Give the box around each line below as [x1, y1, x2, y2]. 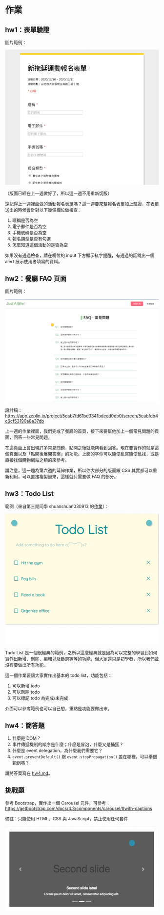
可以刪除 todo [12, 689, 40, 695]
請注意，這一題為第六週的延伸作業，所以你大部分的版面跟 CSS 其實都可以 [5, 467, 153, 474]
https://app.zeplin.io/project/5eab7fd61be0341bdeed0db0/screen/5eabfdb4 [5, 413, 159, 419]
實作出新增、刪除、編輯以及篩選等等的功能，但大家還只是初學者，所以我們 [5, 656, 155, 662]
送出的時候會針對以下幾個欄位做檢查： [5, 207, 82, 213]
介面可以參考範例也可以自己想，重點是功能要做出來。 [5, 705, 112, 712]
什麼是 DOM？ [12, 735, 41, 741]
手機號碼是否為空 [12, 230, 47, 236]
